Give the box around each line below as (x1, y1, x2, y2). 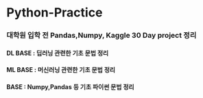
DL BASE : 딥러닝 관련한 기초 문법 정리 (6, 49, 109, 57)
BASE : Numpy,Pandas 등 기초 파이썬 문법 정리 (6, 82, 134, 90)
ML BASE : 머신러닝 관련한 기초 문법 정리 (6, 66, 116, 74)
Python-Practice (6, 5, 103, 21)
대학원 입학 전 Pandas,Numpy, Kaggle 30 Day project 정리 (6, 31, 197, 40)
